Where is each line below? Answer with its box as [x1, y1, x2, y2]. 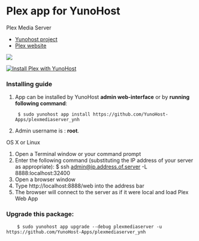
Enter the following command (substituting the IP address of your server [14, 157, 194, 164]
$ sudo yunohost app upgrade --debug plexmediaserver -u [17, 224, 162, 230]
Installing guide [6, 80, 53, 88]
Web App [14, 195, 38, 202]
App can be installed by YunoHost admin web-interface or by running [14, 94, 190, 101]
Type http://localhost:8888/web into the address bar [14, 182, 145, 189]
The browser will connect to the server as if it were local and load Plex [14, 189, 189, 196]
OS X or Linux [6, 139, 41, 146]
